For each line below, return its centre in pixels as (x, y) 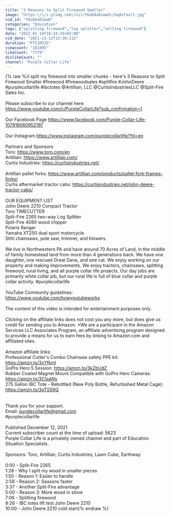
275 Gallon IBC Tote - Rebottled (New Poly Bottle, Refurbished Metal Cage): (84, 384)
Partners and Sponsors (29, 147)
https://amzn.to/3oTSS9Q (32, 390)
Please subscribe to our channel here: (45, 103)
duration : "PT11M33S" (28, 43)
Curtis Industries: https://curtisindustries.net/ (53, 163)
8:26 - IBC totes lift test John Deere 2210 (48, 503)
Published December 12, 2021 (36, 428)
